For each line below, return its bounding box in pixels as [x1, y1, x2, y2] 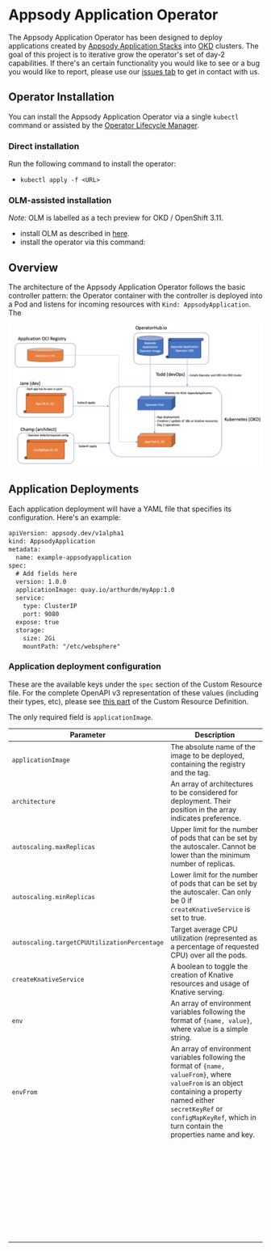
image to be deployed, [170, 750, 244, 760]
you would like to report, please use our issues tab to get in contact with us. [8, 66, 261, 76]
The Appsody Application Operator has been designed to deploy [8, 32, 223, 42]
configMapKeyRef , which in [170, 1113, 256, 1122]
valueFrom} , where [170, 1070, 231, 1080]
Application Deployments [8, 483, 140, 497]
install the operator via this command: [19, 237, 146, 247]
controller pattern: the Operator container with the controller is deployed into [8, 291, 263, 301]
